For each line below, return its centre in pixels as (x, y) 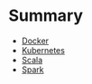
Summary (46, 16)
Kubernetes (43, 50)
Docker (35, 41)
